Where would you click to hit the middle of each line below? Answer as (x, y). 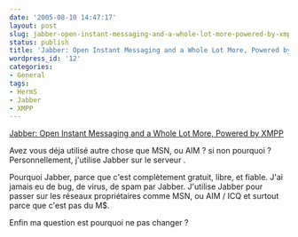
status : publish (39, 42)
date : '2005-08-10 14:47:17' (63, 17)
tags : (19, 83)
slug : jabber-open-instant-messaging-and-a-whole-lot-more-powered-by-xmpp (152, 34)
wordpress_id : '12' (45, 59)
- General (27, 75)
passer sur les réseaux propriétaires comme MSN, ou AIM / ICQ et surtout (144, 196)
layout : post (33, 26)
